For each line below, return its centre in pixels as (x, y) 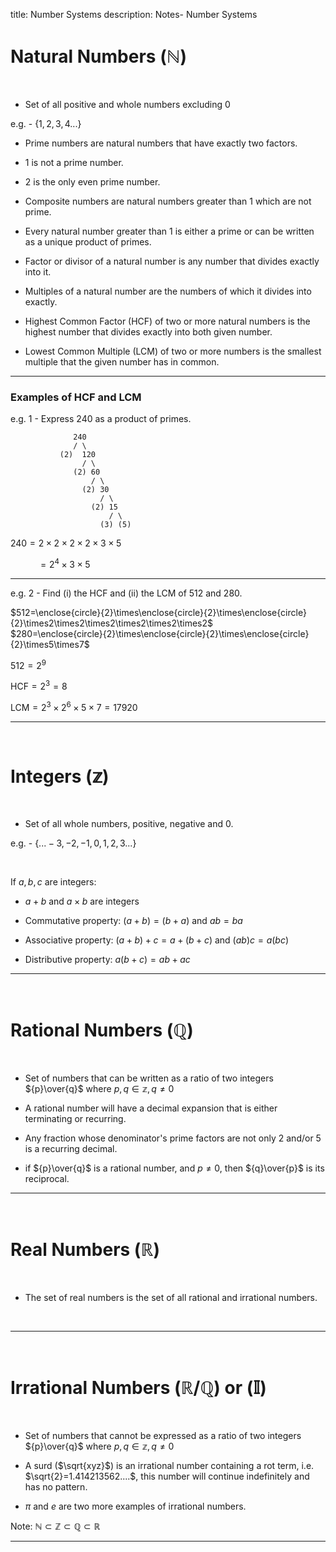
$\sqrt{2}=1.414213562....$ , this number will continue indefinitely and (167, 1476)
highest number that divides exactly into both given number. (148, 331)
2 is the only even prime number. (92, 181)
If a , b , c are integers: (53, 881)
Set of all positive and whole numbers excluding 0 (127, 104)
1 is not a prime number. (74, 162)
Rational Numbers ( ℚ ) (102, 1030)
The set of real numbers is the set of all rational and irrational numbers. (171, 1297)
